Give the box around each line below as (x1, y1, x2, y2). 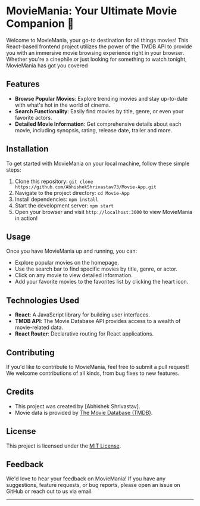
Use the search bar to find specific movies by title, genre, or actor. (14, 265, 177, 272)
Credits (6, 387, 35, 397)
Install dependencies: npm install (14, 195, 98, 203)
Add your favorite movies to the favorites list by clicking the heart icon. (14, 278, 189, 285)
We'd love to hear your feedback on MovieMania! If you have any (6, 475, 165, 482)
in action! (14, 215, 37, 222)
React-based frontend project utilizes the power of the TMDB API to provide (6, 43, 192, 50)
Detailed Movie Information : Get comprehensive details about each (14, 120, 182, 128)
